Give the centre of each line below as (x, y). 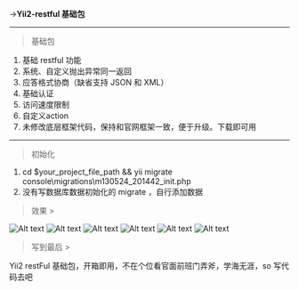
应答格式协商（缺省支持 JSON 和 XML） (95, 82)
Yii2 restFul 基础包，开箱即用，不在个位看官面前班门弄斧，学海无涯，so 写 (145, 266)
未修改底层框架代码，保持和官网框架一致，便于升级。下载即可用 (139, 127)
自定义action (45, 116)
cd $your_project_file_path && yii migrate (97, 172)
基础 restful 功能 (52, 60)
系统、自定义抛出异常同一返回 (77, 71)
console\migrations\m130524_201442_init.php (106, 181)
